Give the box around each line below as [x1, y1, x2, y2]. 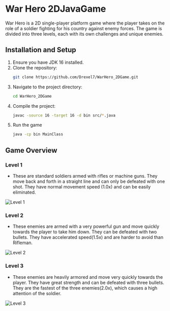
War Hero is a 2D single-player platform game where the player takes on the [5, 20, 165, 26]
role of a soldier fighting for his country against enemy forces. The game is [5, 25, 162, 31]
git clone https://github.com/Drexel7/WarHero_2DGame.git [12, 75, 138, 80]
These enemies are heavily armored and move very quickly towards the [12, 274, 163, 280]
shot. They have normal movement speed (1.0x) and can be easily [12, 183, 151, 189]
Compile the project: [12, 103, 56, 109]
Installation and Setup [5, 45, 76, 54]
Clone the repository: [12, 64, 58, 70]
